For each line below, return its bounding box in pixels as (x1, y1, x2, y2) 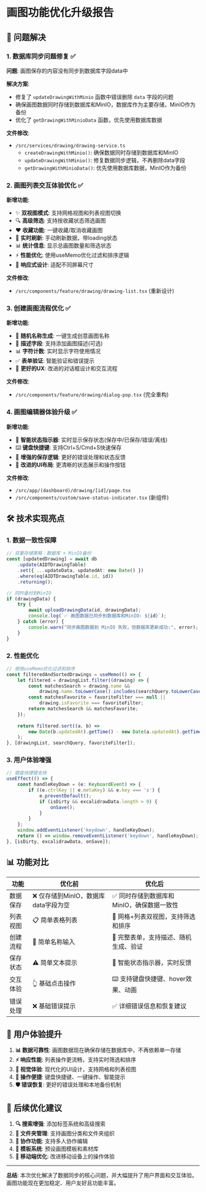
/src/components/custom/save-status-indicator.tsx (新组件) (15, 493, 169, 501)
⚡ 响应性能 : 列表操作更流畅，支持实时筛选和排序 (15, 1056, 137, 1064)
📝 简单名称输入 (32, 938, 75, 946)
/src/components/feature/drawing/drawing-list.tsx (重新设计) (15, 287, 175, 295)
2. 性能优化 (6, 651, 39, 660)
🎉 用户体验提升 (6, 1029, 63, 1039)
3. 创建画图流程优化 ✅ (6, 304, 71, 313)
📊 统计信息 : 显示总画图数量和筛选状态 (15, 242, 112, 249)
